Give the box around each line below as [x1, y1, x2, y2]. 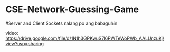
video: [5, 30, 19, 36]
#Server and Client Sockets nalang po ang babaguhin [5, 20, 118, 26]
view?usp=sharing [5, 40, 44, 46]
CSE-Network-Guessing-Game [5, 4, 139, 15]
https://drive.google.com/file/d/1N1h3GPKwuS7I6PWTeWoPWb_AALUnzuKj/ [5, 35, 164, 41]
